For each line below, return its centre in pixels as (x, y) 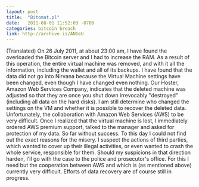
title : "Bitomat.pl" (33, 17)
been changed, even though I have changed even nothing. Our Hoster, (92, 83)
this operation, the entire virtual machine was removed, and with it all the (95, 64)
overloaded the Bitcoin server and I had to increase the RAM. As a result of (98, 57)
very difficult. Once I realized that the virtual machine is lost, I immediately (97, 121)
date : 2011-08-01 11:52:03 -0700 (50, 23)
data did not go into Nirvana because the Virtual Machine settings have (93, 76)
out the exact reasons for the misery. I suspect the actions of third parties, (97, 140)
